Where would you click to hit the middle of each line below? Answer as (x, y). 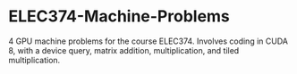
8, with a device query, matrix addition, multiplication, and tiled (124, 50)
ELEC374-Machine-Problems (119, 16)
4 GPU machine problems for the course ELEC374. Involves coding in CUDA (148, 41)
